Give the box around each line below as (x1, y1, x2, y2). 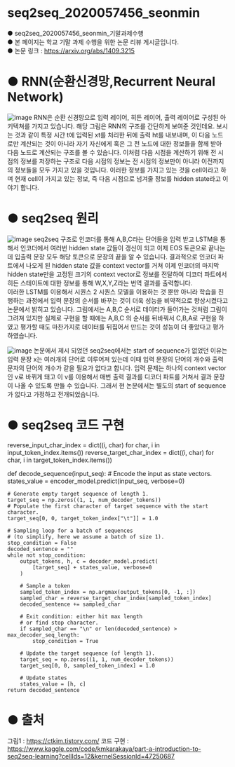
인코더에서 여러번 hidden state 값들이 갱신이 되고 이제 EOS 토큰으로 (20, 243, 207, 252)
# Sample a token (20, 582, 71, 590)
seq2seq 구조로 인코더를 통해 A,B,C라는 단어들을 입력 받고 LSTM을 (34, 235, 219, 243)
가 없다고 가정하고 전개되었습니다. (7, 390, 100, 398)
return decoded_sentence (7, 686, 80, 693)
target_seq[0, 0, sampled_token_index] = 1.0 (20, 662, 156, 669)
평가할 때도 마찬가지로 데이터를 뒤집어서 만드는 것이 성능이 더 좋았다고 (20, 323, 212, 331)
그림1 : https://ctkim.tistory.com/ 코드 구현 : (7, 736, 129, 745)
